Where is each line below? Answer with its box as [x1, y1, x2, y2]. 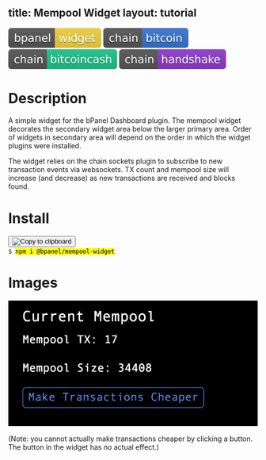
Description [8, 90, 87, 107]
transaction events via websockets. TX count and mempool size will [8, 164, 230, 174]
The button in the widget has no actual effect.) [8, 442, 160, 451]
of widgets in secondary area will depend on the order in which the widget [8, 132, 251, 142]
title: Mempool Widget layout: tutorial [8, 6, 197, 20]
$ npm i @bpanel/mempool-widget [8, 247, 115, 255]
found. [8, 182, 30, 191]
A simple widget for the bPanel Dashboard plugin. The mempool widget [8, 115, 241, 125]
